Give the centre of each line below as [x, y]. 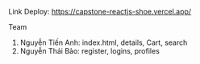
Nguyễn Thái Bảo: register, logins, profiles [90, 51]
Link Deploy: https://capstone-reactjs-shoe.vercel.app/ [100, 12]
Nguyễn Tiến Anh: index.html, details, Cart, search [104, 42]
